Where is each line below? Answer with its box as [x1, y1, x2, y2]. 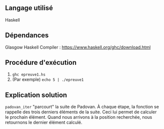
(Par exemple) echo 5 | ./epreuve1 [12, 77, 84, 82]
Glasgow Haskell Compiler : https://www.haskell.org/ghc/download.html [5, 44, 151, 50]
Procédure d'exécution [5, 58, 77, 67]
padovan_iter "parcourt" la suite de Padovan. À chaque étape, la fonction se [5, 104, 159, 110]
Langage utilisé [5, 4, 53, 12]
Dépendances [5, 31, 49, 40]
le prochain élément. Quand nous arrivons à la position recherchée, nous [5, 114, 152, 120]
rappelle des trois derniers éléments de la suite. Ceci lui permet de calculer [5, 109, 157, 115]
